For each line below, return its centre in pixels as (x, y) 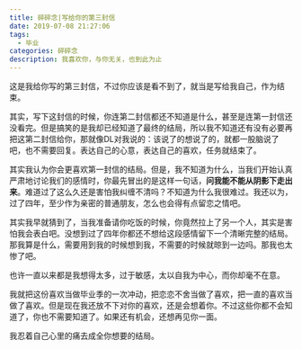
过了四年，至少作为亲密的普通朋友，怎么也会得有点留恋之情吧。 (127, 203)
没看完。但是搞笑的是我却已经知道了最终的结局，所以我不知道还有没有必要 (147, 128)
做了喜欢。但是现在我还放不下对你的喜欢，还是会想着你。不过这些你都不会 (147, 305)
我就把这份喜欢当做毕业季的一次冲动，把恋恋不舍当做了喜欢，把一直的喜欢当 (151, 294)
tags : (19, 34)
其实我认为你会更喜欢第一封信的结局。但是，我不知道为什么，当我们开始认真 (151, 169)
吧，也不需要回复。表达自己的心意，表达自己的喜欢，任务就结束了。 (135, 150)
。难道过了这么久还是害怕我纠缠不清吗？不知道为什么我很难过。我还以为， (155, 192)
